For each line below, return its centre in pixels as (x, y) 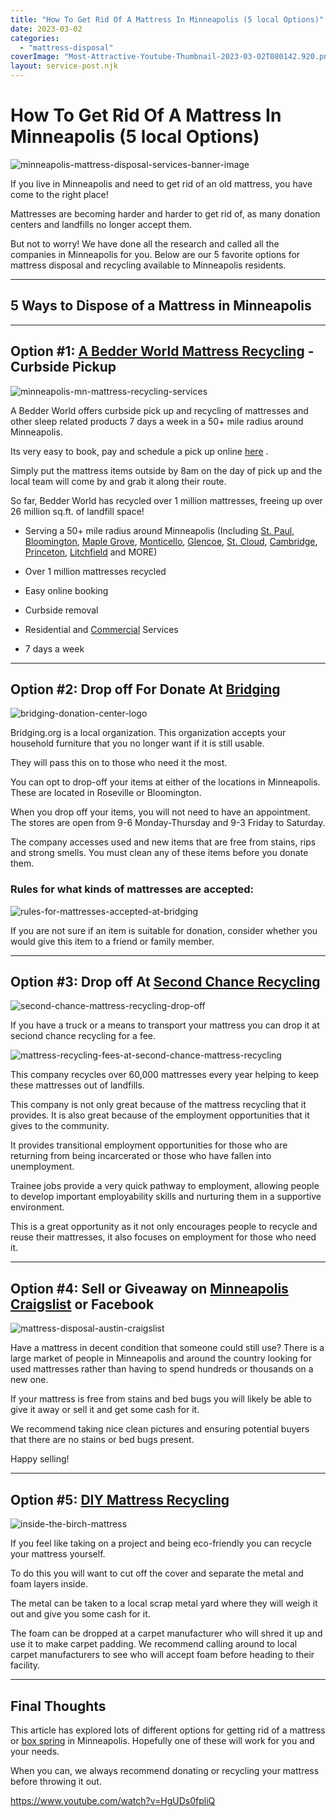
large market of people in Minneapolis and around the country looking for (161, 1358)
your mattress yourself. (58, 1554)
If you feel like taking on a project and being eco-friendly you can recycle (161, 1543)
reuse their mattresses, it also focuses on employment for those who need (163, 1237)
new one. (29, 1380)
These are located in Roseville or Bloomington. (106, 793)
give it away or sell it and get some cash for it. (105, 1410)
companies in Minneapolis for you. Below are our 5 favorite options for (155, 254)
